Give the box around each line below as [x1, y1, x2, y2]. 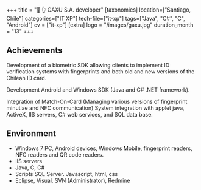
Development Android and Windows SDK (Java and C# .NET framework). [6, 86, 190, 93]
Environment [6, 128, 57, 139]
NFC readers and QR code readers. [15, 151, 104, 158]
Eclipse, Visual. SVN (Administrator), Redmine [15, 177, 130, 184]
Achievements [6, 46, 63, 56]
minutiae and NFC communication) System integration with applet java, [6, 104, 185, 112]
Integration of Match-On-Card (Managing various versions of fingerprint [6, 98, 188, 105]
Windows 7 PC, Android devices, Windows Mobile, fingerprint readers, [15, 144, 193, 152]
